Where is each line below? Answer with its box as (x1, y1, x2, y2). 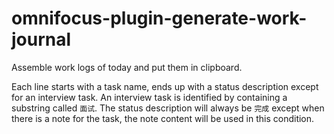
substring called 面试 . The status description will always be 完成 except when (11, 102, 325, 114)
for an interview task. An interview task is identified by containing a (11, 91, 288, 103)
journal (11, 28, 72, 51)
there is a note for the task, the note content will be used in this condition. (11, 112, 315, 124)
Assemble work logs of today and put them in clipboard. (11, 61, 243, 73)
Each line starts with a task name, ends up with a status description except (11, 80, 319, 92)
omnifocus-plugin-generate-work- (11, 7, 308, 30)
